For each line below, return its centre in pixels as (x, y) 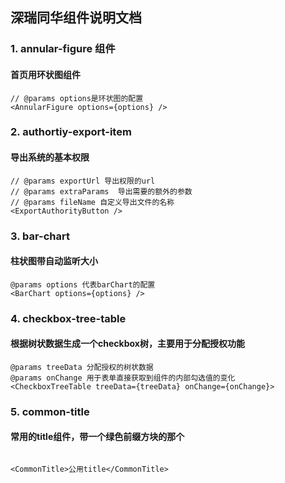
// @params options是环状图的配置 (77, 98)
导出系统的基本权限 (50, 157)
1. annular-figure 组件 (63, 49)
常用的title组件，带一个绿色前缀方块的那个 (97, 437)
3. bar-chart (40, 236)
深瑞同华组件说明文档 (76, 18)
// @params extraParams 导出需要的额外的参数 (101, 191)
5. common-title (50, 411)
